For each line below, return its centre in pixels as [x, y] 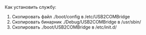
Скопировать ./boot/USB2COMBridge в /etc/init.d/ [64, 27]
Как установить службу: [31, 7]
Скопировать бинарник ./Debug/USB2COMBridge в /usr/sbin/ [76, 22]
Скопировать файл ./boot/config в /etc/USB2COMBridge [71, 17]
